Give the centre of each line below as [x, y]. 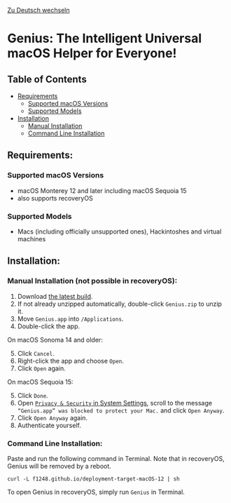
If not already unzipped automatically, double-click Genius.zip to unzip [120, 304]
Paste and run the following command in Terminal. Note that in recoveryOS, [116, 458]
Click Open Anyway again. [52, 417]
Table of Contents [47, 79]
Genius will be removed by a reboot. [59, 466]
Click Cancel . [36, 353]
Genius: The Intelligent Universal [105, 39]
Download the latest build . [55, 296]
